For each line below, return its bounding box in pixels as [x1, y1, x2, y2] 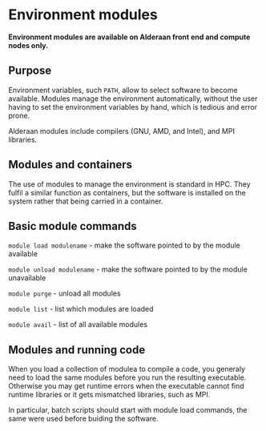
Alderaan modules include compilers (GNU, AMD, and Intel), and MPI [8, 126, 235, 135]
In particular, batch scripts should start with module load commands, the [8, 405, 248, 415]
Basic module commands [8, 219, 138, 233]
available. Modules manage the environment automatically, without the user [8, 94, 258, 103]
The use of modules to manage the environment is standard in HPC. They [8, 179, 251, 189]
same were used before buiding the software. [8, 414, 159, 424]
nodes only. [8, 40, 49, 50]
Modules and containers [8, 158, 133, 171]
